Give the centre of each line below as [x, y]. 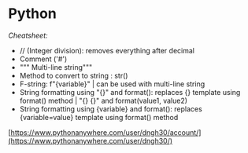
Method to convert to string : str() [74, 75]
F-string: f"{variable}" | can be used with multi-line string [112, 84]
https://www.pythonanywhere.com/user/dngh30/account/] [106, 132]
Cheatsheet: [28, 35]
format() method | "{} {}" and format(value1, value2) [103, 100]
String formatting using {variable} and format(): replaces [111, 109]
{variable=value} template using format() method [99, 117]
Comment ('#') [43, 59]
